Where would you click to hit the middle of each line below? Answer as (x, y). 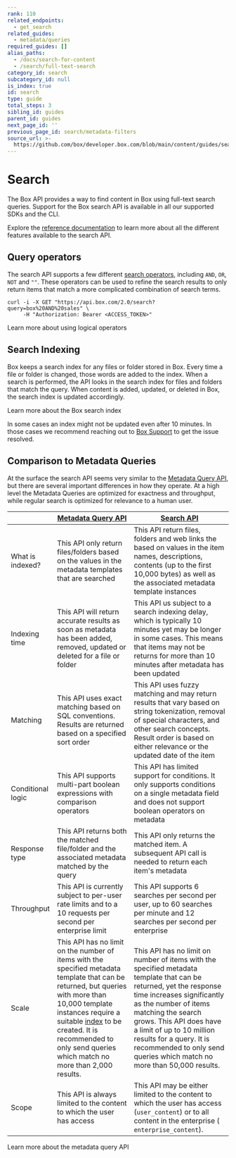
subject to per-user (90, 895)
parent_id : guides (34, 118)
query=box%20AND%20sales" (45, 308)
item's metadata (160, 871)
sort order (73, 742)
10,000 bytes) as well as (175, 573)
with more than (82, 995)
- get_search (33, 27)
